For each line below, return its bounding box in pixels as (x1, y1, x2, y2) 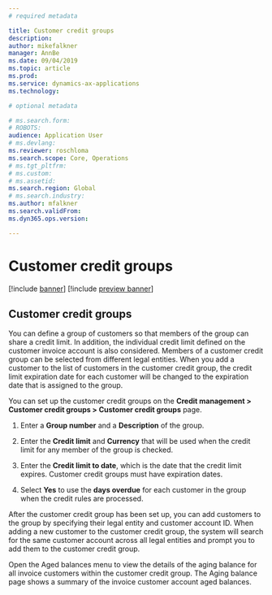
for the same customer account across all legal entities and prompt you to (8, 536, 256, 545)
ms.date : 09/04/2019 (8, 57, 79, 65)
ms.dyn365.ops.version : (8, 215, 89, 223)
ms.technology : (8, 87, 60, 95)
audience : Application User (8, 132, 104, 140)
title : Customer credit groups (8, 26, 114, 35)
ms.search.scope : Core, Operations (8, 154, 129, 163)
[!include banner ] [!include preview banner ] (8, 284, 154, 293)
